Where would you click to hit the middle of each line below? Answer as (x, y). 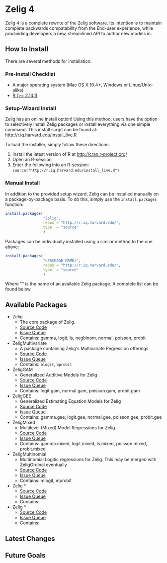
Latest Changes (30, 538)
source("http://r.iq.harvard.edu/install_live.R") (66, 171)
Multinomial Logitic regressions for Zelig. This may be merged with (88, 460)
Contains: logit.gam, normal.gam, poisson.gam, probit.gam (80, 391)
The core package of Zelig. (47, 322)
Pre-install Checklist (30, 74)
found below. (18, 289)
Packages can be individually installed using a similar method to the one (79, 242)
